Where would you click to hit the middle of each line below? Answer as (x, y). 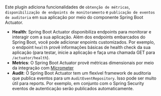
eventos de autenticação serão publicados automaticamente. (73, 88)
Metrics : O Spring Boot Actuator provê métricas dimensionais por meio (83, 63)
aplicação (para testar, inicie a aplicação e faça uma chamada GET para (84, 52)
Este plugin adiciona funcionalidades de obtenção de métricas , (68, 7)
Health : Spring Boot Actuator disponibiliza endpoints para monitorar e (81, 32)
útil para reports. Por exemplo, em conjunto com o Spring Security (78, 83)
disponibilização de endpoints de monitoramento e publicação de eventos (80, 12)
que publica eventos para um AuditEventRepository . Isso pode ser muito (84, 78)
